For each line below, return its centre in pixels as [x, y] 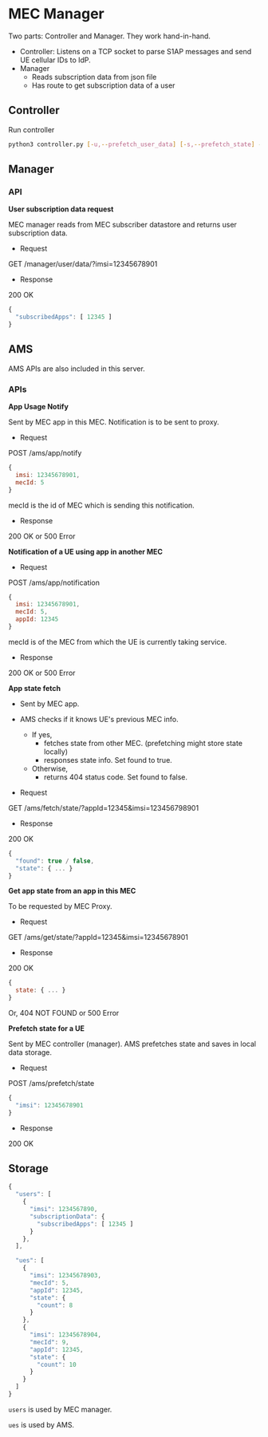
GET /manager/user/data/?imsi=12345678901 [83, 264]
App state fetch [35, 688]
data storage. [30, 1052]
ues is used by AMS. [41, 1424]
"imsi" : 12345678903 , [65, 1276]
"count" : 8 [55, 1305]
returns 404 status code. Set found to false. [116, 777]
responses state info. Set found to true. [108, 760]
